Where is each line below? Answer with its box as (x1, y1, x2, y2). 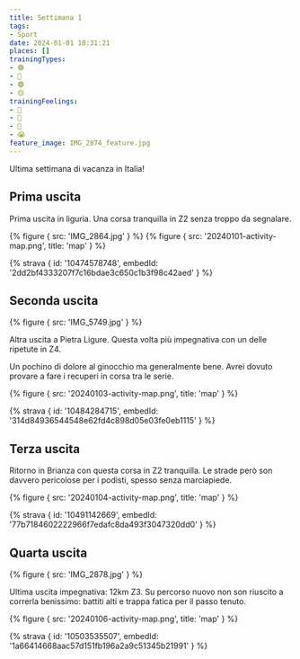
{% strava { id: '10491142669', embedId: (9, 510, 157, 521)
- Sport (9, 30, 39, 39)
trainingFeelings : (9, 96, 78, 106)
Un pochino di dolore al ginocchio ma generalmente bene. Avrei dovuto (9, 361, 273, 372)
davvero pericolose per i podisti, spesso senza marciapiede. (9, 475, 232, 485)
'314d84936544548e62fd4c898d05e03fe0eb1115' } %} (9, 415, 216, 426)
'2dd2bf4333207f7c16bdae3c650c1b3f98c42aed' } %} (9, 267, 214, 278)
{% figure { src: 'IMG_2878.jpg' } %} (9, 569, 144, 580)
